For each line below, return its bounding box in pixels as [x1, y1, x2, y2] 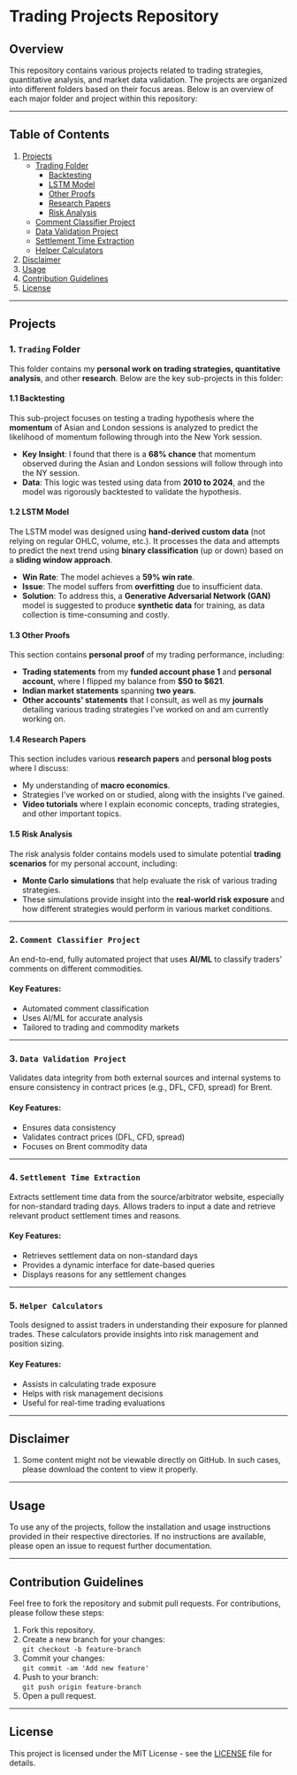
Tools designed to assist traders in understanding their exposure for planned [9, 1320, 288, 1330]
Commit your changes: [21, 1653, 105, 1663]
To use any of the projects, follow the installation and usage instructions [9, 1522, 271, 1532]
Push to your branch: [21, 1671, 99, 1682]
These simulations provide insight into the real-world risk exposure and [21, 893, 285, 905]
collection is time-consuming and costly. [21, 609, 170, 619]
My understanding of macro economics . [21, 780, 171, 790]
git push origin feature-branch [21, 1682, 141, 1692]
